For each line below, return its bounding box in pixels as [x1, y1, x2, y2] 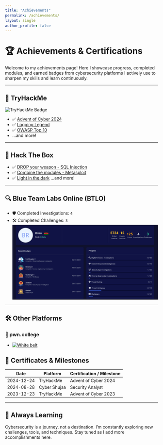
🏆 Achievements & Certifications [5, 46, 143, 57]
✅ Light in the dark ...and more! [12, 175, 75, 181]
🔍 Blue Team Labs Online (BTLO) [5, 195, 106, 203]
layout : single [5, 18, 36, 23]
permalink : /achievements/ [5, 13, 60, 18]
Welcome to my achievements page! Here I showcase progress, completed [5, 65, 155, 71]
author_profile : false [5, 23, 51, 28]
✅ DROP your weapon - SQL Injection [12, 164, 87, 170]
